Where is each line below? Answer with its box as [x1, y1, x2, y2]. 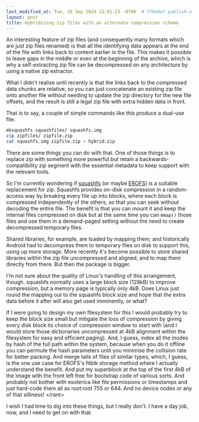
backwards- [139, 156, 169, 162]
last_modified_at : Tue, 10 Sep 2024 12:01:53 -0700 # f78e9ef [6, 8, 166, 15]
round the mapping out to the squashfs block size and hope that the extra [6, 291, 185, 298]
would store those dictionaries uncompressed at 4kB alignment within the [6, 328, 186, 335]
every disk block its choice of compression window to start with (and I [6, 322, 177, 329]
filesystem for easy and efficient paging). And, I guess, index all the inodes [6, 334, 188, 341]
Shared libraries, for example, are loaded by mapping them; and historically [6, 235, 190, 243]
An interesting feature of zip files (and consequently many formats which [6, 36, 185, 43]
